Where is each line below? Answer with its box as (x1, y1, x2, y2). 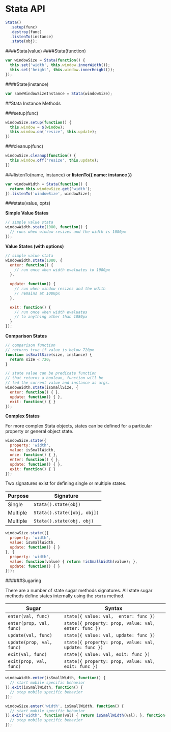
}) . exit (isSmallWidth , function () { (5, 685, 83, 690)
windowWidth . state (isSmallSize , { (5, 385, 79, 390)
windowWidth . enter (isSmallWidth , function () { (5, 676, 106, 681)
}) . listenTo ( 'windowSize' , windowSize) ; (5, 191, 93, 196)
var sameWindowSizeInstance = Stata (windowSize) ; (5, 91, 113, 96)
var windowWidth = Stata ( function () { (5, 181, 88, 187)
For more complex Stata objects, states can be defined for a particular (5, 423, 153, 429)
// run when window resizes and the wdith (14, 286, 106, 291)
